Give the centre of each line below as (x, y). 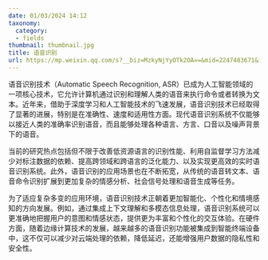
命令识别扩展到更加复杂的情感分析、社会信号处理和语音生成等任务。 (127, 181)
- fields (30, 38)
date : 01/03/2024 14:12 (48, 16)
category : (32, 30)
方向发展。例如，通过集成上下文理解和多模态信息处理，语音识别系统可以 (141, 208)
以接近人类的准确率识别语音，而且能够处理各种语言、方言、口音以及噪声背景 (134, 124)
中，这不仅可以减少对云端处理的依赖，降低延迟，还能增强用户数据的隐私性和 (134, 238)
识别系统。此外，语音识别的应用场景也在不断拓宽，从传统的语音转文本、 (134, 171)
